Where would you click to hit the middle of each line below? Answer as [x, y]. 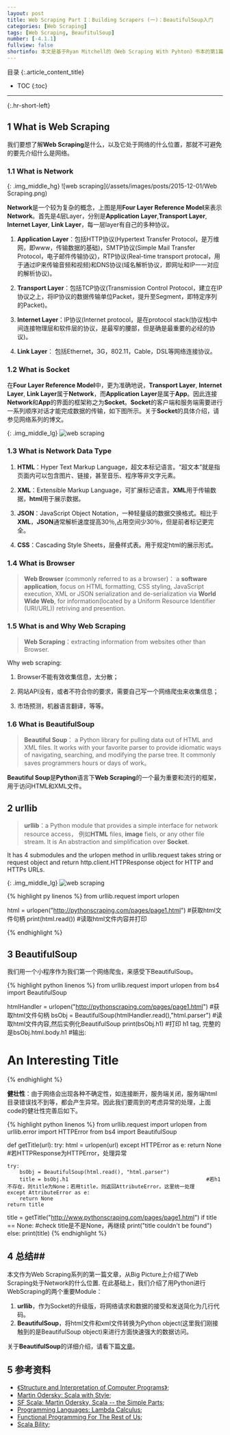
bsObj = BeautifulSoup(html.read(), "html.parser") [94, 1173]
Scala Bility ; [34, 1424]
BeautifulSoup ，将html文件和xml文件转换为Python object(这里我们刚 [115, 1323]
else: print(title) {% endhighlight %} [57, 1234]
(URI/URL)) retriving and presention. [75, 608]
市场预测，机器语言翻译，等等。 [62, 706]
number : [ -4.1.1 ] [32, 39]
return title [26, 1205]
